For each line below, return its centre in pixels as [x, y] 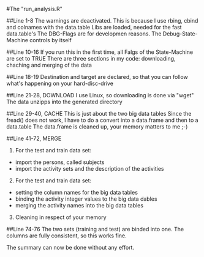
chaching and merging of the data [49, 65]
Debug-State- [180, 34]
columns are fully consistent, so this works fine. [66, 236]
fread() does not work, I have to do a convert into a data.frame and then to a [102, 120]
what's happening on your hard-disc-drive [60, 83]
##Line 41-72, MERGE [34, 138]
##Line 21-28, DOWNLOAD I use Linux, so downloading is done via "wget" [100, 95]
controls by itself [51, 40]
